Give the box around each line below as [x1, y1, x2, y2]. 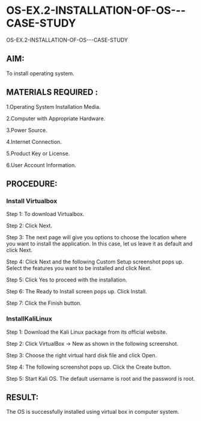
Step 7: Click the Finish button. [6, 300, 82, 307]
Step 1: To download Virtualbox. [6, 210, 85, 218]
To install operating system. [6, 70, 75, 77]
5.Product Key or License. [6, 150, 70, 157]
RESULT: [6, 392, 39, 402]
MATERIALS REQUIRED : [6, 87, 98, 97]
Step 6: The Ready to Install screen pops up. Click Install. [6, 288, 148, 295]
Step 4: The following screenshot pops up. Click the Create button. [6, 363, 172, 370]
